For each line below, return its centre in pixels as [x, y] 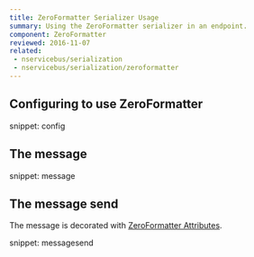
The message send [64, 204]
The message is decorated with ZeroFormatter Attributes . [116, 226]
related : [26, 51]
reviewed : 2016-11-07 [50, 43]
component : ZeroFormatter [58, 34]
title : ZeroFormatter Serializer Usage [84, 18]
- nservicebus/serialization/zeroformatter [96, 68]
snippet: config [37, 126]
